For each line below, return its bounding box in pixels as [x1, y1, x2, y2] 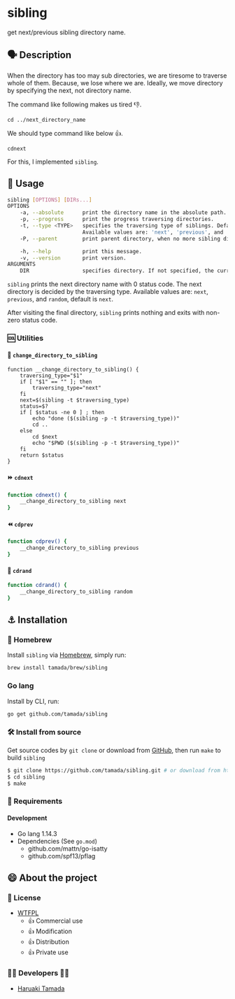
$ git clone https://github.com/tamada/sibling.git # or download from [7, 767, 220, 774]
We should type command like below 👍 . [7, 129, 124, 137]
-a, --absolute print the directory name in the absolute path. [20, 209, 227, 216]
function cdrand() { [7, 582, 68, 589]
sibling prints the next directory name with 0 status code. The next [7, 280, 202, 288]
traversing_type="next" [32, 385, 101, 392]
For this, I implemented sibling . [7, 157, 99, 166]
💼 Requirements [7, 796, 63, 806]
